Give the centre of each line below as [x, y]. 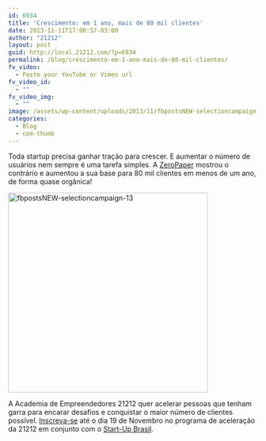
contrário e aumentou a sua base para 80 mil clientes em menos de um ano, [132, 173]
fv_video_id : [30, 82]
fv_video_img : [32, 97]
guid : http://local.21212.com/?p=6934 [72, 52]
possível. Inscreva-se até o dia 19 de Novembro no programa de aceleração [132, 420]
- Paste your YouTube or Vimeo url [74, 75]
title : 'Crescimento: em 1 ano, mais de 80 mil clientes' [106, 23]
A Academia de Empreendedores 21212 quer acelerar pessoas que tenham [130, 403]
